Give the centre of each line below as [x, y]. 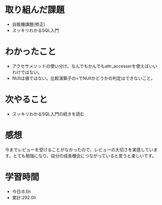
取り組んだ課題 [35, 10]
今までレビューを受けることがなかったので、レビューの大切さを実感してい [79, 150]
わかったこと [31, 52]
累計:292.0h [24, 197]
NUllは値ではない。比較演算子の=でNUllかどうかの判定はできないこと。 [83, 78]
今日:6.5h [21, 191]
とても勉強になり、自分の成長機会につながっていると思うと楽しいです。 [85, 156]
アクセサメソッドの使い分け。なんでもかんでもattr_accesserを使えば [80, 66]
